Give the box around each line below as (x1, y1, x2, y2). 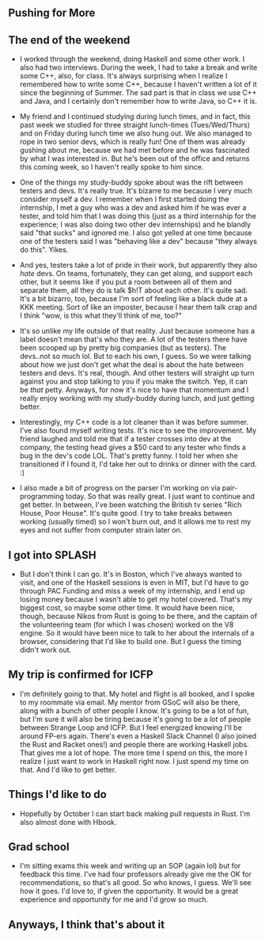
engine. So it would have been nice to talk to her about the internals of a (19, 628, 255, 638)
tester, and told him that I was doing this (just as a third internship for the (19, 212, 257, 221)
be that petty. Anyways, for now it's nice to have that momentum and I (19, 385, 249, 395)
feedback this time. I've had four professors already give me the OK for (19, 869, 252, 879)
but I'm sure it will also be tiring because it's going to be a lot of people (19, 714, 252, 723)
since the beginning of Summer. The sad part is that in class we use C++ (19, 88, 257, 97)
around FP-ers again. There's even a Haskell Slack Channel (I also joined (19, 731, 257, 740)
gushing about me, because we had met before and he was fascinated (19, 146, 250, 155)
